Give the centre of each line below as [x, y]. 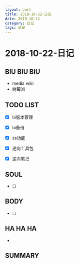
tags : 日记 [15, 28]
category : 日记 [20, 23]
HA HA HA [21, 229]
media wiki [23, 83]
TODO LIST [22, 105]
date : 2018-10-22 [23, 19]
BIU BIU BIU [23, 71]
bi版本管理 [22, 117]
